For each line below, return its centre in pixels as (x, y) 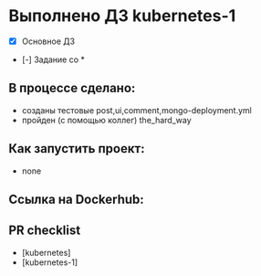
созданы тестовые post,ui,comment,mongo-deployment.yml (136, 110)
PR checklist (45, 231)
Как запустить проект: (77, 149)
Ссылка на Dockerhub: (77, 200)
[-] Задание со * (53, 59)
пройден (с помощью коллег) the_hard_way (107, 120)
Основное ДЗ (48, 41)
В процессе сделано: (72, 88)
